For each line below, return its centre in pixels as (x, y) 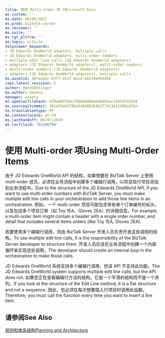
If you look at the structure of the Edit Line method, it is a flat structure (85, 284)
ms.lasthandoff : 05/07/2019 (34, 120)
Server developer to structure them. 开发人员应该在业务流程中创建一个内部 (81, 244)
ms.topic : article (24, 42)
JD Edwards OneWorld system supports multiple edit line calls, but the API (81, 272)
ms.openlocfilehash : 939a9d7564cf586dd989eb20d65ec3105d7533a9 (71, 102)
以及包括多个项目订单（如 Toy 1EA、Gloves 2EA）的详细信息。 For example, (82, 211)
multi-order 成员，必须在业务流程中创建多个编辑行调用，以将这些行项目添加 (82, 182)
